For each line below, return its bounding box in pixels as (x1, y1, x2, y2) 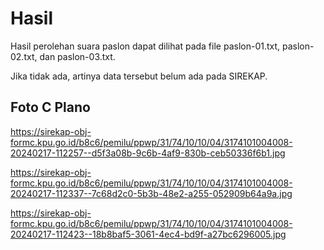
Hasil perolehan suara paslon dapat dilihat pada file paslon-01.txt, (10, 40, 281, 52)
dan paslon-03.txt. (39, 50, 116, 62)
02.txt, (10, 50, 38, 62)
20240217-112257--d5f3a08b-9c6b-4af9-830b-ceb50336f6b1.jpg (10, 147, 286, 159)
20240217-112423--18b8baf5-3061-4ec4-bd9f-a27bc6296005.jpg (10, 228, 287, 240)
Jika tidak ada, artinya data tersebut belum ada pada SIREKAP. (10, 70, 268, 82)
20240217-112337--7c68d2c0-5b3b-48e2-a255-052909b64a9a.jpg (10, 187, 293, 199)
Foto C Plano (10, 99, 91, 116)
